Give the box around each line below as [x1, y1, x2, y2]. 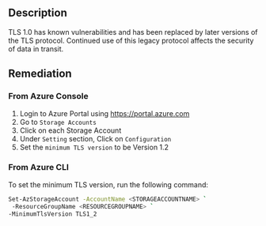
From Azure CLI [8, 162, 69, 173]
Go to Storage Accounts [19, 117, 97, 126]
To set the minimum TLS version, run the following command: [8, 179, 208, 189]
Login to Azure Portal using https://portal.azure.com [19, 108, 190, 118]
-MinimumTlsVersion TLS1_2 [8, 209, 97, 218]
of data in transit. [8, 43, 64, 54]
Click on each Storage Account [19, 126, 122, 135]
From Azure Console [8, 91, 89, 102]
